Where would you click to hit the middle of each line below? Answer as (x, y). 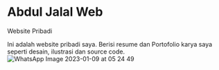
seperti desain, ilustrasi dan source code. (66, 51)
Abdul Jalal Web (55, 12)
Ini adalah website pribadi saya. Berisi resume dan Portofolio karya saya (110, 44)
